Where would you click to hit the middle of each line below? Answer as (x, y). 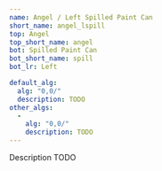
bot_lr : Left (33, 67)
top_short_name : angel (51, 42)
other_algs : (31, 107)
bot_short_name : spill (51, 58)
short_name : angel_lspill (57, 26)
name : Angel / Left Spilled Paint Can (81, 17)
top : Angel (29, 34)
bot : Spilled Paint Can (53, 51)
